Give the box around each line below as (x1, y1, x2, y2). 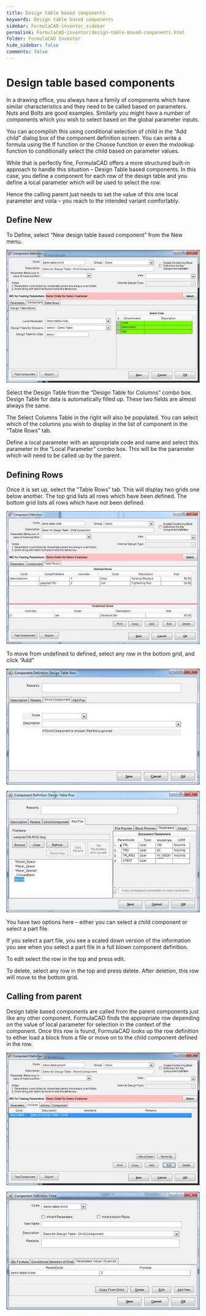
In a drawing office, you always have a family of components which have (6, 96, 190, 104)
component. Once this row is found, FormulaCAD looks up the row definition (6, 1027, 199, 1034)
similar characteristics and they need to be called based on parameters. (6, 102, 188, 110)
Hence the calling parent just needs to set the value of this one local (6, 190, 178, 198)
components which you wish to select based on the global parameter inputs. (6, 115, 200, 123)
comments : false (6, 49, 48, 55)
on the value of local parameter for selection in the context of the (6, 1020, 171, 1028)
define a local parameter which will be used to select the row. (6, 179, 161, 186)
